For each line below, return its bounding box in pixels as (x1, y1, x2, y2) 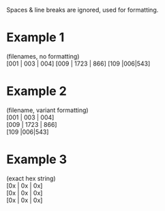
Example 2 (6, 83, 67, 99)
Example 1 (6, 30, 65, 45)
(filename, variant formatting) (6, 106, 89, 114)
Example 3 (6, 152, 67, 167)
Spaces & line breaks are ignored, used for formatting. (6, 6, 159, 14)
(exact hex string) (6, 174, 56, 182)
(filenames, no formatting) (6, 52, 80, 60)
